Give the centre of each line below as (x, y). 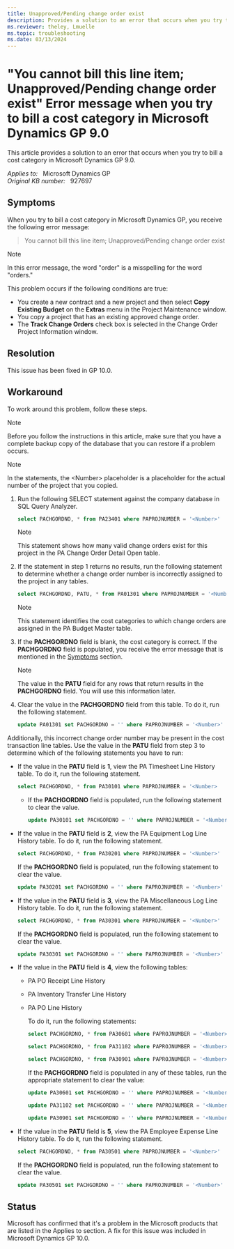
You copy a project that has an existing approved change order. (108, 316)
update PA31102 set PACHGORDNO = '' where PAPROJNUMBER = (114, 1105)
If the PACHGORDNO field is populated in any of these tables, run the (127, 1073)
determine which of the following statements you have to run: (95, 753)
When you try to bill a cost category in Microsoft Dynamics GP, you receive (115, 220)
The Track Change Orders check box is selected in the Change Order (117, 324)
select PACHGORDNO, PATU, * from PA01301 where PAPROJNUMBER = (111, 594)
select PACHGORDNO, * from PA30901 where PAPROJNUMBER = (112, 1059)
